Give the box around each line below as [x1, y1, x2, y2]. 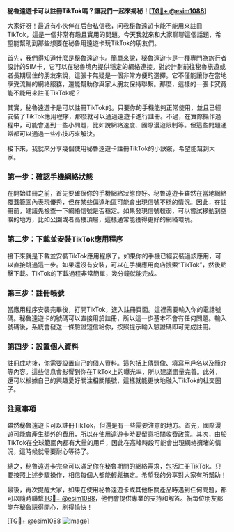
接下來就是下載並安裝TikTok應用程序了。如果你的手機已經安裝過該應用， [7, 251, 216, 260]
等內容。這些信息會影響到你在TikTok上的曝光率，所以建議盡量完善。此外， [7, 368, 221, 376]
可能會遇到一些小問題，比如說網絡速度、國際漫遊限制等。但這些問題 [25, 121, 221, 129]
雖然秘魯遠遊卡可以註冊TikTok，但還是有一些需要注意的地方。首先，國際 [7, 421, 216, 430]
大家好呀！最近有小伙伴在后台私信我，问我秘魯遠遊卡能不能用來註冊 [7, 22, 203, 30]
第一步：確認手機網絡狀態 [7, 172, 93, 182]
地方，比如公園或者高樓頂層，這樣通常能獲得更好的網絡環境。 [19, 215, 196, 224]
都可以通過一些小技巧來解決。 [13, 130, 99, 138]
